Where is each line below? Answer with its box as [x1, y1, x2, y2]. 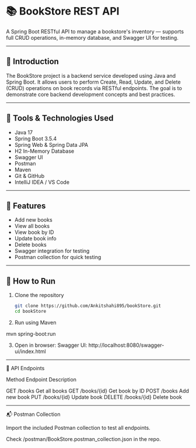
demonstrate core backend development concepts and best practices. [6, 91, 176, 98]
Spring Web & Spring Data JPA [14, 141, 89, 148]
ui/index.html [14, 347, 46, 354]
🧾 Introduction [6, 57, 60, 67]
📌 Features [6, 201, 46, 211]
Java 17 [14, 129, 33, 136]
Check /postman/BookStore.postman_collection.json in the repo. [6, 435, 162, 442]
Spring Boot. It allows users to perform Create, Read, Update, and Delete [6, 78, 181, 85]
